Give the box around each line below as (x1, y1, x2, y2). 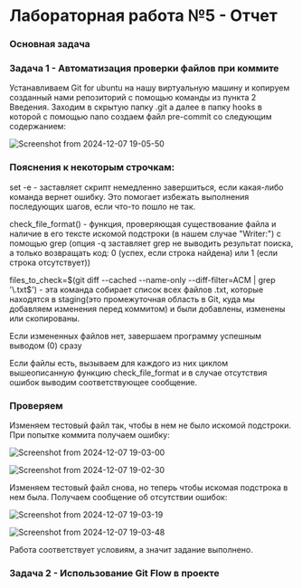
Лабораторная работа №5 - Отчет (9, 5, 278, 26)
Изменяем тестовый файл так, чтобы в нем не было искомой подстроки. (9, 420, 292, 431)
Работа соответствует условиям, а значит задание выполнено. (9, 545, 253, 555)
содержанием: (9, 121, 66, 132)
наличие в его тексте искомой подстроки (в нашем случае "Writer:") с (9, 228, 282, 239)
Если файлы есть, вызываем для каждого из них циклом (9, 357, 229, 368)
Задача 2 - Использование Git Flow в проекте (9, 566, 220, 579)
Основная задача (9, 38, 90, 51)
